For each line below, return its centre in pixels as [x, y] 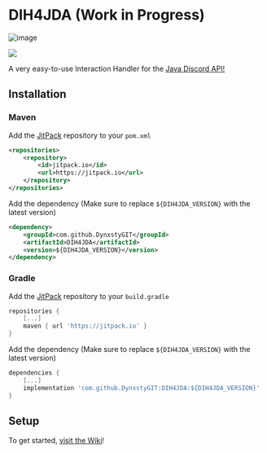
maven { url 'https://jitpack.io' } [85, 326]
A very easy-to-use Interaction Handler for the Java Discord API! [117, 68]
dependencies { [34, 373]
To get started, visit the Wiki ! [56, 441]
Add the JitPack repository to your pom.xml [80, 135]
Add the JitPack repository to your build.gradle [89, 296]
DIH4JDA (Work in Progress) [107, 15]
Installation [37, 94]
